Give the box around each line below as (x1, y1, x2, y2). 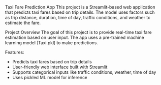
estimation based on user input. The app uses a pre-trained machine (5, 34, 144, 40)
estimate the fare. (5, 20, 41, 26)
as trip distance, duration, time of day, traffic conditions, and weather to (5, 15, 151, 20)
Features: (5, 49, 25, 55)
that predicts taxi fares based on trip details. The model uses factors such (5, 9, 155, 15)
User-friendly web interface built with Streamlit (12, 64, 108, 70)
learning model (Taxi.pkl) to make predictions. (5, 40, 98, 46)
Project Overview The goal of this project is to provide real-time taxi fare (5, 29, 152, 35)
